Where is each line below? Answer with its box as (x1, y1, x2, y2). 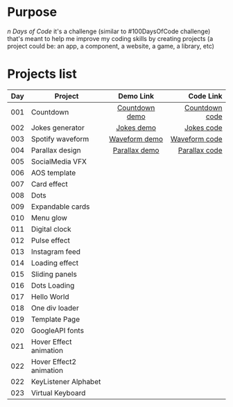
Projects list (7, 67, 78, 82)
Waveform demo (109, 134, 164, 144)
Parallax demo (112, 145, 159, 155)
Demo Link (117, 91, 155, 101)
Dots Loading (31, 280, 75, 290)
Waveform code (170, 134, 223, 144)
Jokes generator (31, 123, 85, 132)
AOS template (31, 168, 76, 177)
